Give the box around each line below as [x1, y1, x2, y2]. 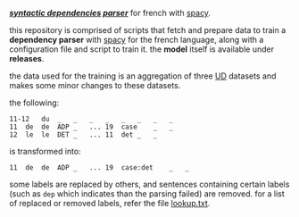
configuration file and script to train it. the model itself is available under [9, 44, 275, 54]
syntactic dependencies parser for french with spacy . [9, 8, 212, 18]
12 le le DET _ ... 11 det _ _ [9, 130, 158, 139]
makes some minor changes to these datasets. [9, 80, 181, 90]
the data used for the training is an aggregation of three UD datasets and [9, 71, 277, 81]
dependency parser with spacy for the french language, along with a [9, 35, 264, 45]
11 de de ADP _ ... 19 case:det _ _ [9, 163, 190, 172]
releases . [9, 54, 45, 63]
